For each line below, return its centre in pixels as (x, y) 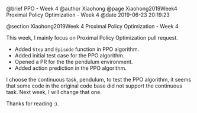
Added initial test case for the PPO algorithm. (70, 55)
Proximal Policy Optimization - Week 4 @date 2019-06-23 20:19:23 (88, 15)
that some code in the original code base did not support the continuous (94, 86)
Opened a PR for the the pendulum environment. (74, 62)
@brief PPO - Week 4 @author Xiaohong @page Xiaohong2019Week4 (92, 9)
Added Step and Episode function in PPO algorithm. (77, 49)
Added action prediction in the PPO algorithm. (71, 68)
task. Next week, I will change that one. (54, 92)
